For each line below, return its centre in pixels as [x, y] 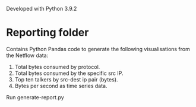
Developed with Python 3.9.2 [42, 9]
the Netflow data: [27, 55]
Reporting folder [48, 33]
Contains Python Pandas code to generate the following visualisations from [98, 49]
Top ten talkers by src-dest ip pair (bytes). [66, 79]
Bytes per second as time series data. [61, 86]
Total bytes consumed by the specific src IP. [69, 73]
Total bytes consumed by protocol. [57, 67]
